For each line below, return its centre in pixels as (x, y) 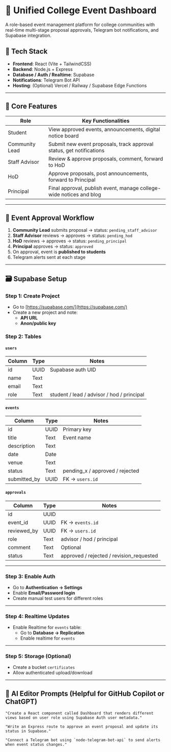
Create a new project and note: (45, 312)
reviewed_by (23, 530)
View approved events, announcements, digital (104, 129)
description (21, 446)
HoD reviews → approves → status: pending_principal (70, 241)
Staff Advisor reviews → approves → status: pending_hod (73, 236)
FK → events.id (80, 522)
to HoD (56, 165)
